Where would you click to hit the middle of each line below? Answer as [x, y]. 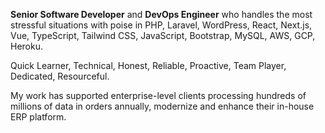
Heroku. [26, 46]
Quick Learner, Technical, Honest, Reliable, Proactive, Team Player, [148, 65]
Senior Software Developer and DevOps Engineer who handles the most [161, 14]
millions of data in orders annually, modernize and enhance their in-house [162, 106]
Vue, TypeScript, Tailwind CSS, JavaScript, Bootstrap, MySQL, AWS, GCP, [163, 35]
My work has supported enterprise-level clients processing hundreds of [158, 95]
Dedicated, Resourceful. [60, 76]
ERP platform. [38, 117]
